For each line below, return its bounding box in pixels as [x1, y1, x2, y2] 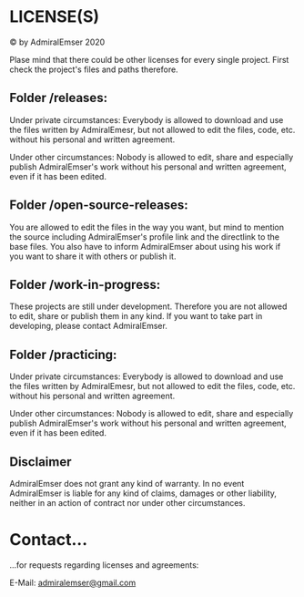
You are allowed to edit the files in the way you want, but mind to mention [9, 221, 285, 232]
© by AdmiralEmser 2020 [9, 36, 106, 47]
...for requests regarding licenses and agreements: [9, 559, 199, 571]
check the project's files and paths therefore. [9, 64, 179, 75]
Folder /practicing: [9, 346, 117, 362]
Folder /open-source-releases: [9, 198, 188, 213]
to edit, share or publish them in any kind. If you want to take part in [9, 311, 263, 322]
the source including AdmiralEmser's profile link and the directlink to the [9, 231, 280, 242]
